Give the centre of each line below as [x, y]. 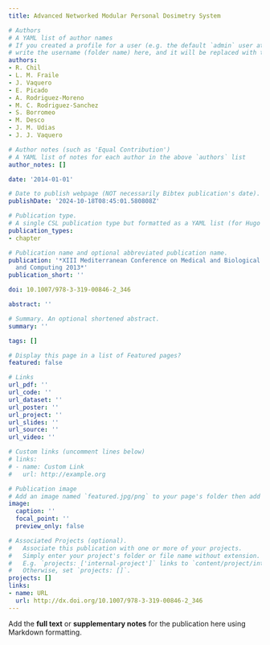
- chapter [25, 238]
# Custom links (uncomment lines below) [77, 452]
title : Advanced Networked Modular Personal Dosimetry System [115, 16]
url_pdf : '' [28, 385]
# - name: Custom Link [46, 467]
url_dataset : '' [35, 399]
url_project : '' [35, 415]
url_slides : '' [34, 422]
